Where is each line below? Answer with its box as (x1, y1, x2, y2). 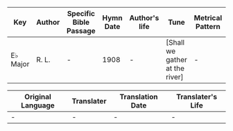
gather (166, 55, 187, 64)
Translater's (175, 92, 217, 101)
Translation (119, 92, 158, 101)
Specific (67, 9, 96, 18)
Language (20, 101, 55, 110)
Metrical (193, 13, 223, 23)
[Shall (166, 38, 185, 47)
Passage (67, 26, 96, 35)
